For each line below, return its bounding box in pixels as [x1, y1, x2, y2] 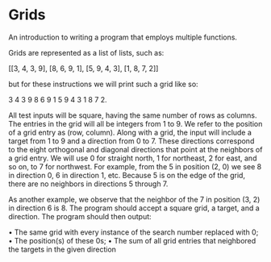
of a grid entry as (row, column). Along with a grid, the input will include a [8, 127, 252, 137]
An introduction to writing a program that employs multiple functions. [8, 32, 238, 42]
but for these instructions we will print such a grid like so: [8, 79, 199, 89]
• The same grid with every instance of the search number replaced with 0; [8, 227, 259, 237]
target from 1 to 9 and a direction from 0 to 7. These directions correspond [8, 135, 255, 146]
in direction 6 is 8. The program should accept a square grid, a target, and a [8, 203, 260, 213]
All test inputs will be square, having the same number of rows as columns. [8, 110, 257, 120]
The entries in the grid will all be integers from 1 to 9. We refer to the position [8, 119, 263, 128]
